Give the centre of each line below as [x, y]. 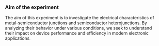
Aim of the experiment [32, 7]
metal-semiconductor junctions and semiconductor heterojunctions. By [76, 23]
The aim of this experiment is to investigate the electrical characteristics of [79, 18]
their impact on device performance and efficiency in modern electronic [77, 33]
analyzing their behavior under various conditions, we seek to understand [79, 28]
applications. [18, 38]
